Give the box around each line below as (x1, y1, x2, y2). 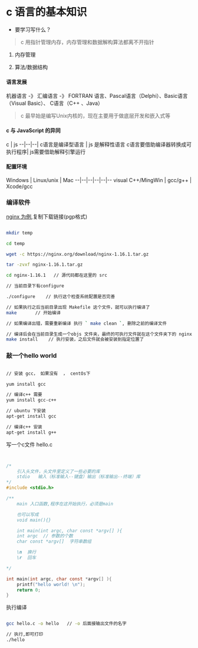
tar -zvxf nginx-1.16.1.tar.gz (6, 262, 83, 268)
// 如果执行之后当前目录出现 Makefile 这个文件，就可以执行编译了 (6, 304, 150, 310)
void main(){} (16, 517, 51, 523)
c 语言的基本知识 (6, 5, 87, 19)
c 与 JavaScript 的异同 (6, 127, 61, 134)
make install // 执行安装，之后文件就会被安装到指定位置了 (6, 336, 144, 342)
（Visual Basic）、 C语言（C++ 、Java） (6, 100, 103, 107)
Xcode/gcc (6, 183, 33, 190)
